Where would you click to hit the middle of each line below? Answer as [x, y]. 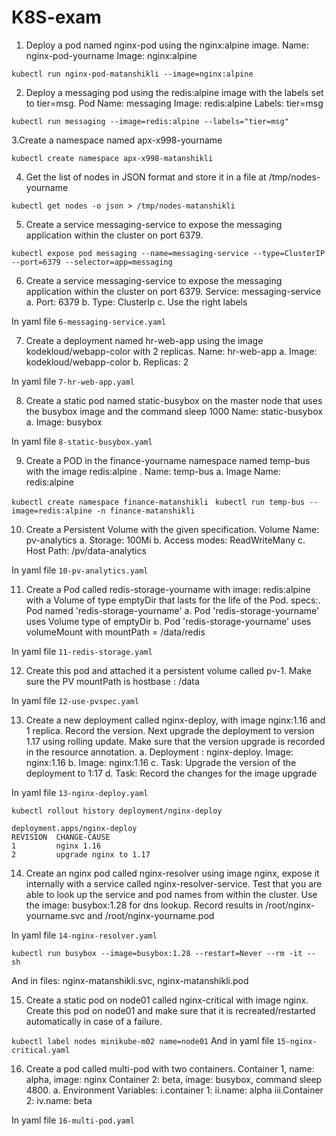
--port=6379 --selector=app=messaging [92, 262]
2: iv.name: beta [59, 1100]
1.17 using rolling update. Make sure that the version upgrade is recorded [175, 741]
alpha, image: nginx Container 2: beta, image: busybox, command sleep [174, 1079]
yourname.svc [55, 915]
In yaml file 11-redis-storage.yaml [82, 651]
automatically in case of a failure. [94, 1021]
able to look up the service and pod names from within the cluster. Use [171, 894]
